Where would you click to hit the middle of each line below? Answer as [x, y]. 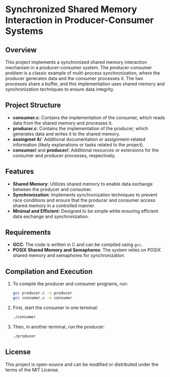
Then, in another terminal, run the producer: [59, 326]
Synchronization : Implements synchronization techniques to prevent [85, 194]
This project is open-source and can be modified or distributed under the [82, 364]
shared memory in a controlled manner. [54, 206]
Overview [21, 50]
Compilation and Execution [49, 271]
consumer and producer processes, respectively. [64, 155]
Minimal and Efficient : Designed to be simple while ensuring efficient [86, 211]
